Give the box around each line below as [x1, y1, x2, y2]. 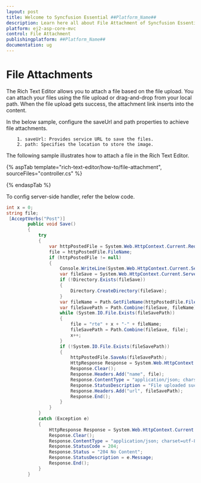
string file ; [6, 210, 39, 216]
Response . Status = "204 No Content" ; [48, 449, 144, 455]
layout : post [6, 8, 39, 15]
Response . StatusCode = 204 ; [48, 444, 119, 450]
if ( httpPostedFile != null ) [48, 255, 121, 261]
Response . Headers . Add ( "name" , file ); [70, 371, 165, 377]
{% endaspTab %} [6, 181, 51, 188]
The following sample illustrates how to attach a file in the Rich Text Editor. [6, 152, 190, 159]
